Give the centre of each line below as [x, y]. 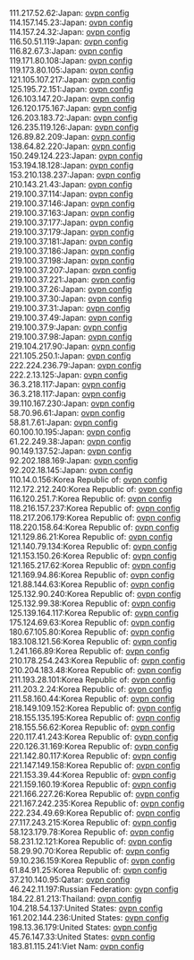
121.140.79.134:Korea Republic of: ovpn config [93, 546]
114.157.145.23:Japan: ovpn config [71, 22]
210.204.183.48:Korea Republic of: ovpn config [95, 670]
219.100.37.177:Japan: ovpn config [72, 222]
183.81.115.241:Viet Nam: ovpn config [77, 946]
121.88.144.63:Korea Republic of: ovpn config [92, 584]
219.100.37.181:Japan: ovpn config [72, 242]
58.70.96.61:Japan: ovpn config [67, 413]
